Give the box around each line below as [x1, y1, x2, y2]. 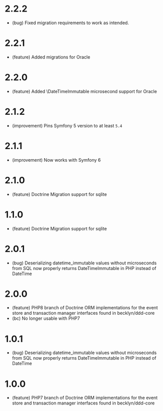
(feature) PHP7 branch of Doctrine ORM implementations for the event [12, 395, 158, 401]
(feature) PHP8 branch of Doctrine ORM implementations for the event [12, 305, 158, 311]
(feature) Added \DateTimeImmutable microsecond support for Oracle [12, 88, 157, 94]
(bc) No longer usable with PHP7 [12, 315, 80, 321]
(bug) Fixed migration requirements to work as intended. [12, 20, 129, 26]
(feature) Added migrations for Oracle [12, 54, 91, 60]
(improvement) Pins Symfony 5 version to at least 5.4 [12, 122, 123, 128]
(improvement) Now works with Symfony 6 [12, 157, 101, 163]
